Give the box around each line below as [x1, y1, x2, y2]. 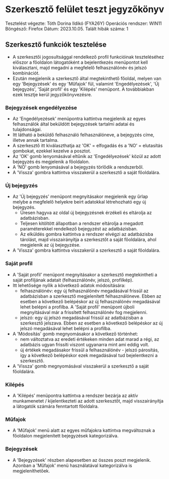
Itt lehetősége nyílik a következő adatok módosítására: [12, 282, 126, 288]
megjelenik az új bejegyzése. [20, 242, 81, 248]
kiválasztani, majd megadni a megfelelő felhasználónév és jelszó [12, 64, 147, 70]
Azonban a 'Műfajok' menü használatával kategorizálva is [12, 462, 132, 468]
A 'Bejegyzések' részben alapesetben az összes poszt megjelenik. [12, 457, 151, 463]
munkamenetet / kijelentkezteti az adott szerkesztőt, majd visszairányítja [12, 397, 164, 404]
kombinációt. [12, 70, 40, 76]
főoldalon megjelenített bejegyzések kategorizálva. [12, 433, 119, 439]
